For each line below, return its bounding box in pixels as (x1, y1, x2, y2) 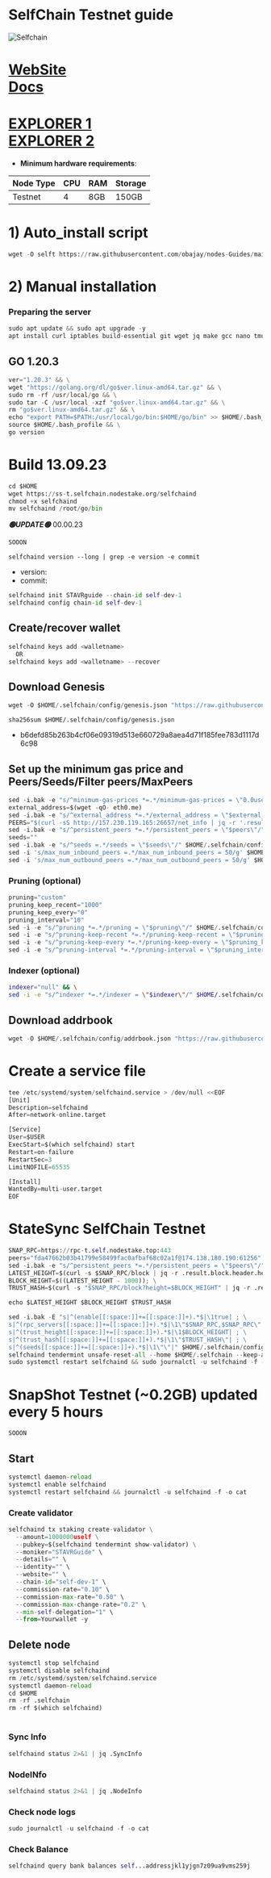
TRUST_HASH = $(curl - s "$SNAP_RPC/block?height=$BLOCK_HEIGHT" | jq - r (8, 1284, 251, 1292)
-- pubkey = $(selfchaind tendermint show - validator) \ (15, 1540, 197, 1549)
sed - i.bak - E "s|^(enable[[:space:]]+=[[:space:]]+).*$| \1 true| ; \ (8, 1313, 248, 1321)
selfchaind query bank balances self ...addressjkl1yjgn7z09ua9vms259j (8, 1862, 251, 1870)
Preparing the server (8, 306, 91, 317)
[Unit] (8, 1096, 31, 1104)
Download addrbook (8, 1013, 113, 1027)
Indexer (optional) (8, 965, 81, 977)
